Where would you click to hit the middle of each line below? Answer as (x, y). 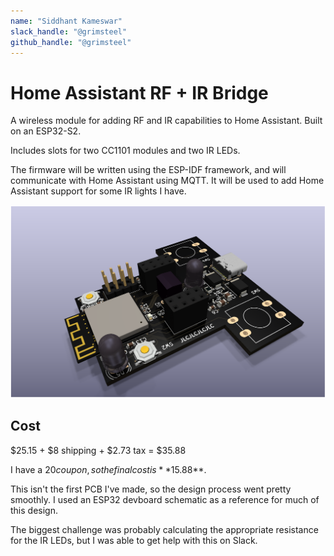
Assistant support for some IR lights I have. (98, 191)
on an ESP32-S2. (46, 131)
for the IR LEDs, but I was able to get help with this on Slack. (134, 540)
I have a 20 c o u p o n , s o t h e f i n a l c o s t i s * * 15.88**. (108, 469)
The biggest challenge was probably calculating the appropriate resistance (164, 529)
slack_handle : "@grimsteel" (69, 31)
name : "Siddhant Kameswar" (66, 21)
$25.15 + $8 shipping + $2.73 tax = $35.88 (98, 450)
